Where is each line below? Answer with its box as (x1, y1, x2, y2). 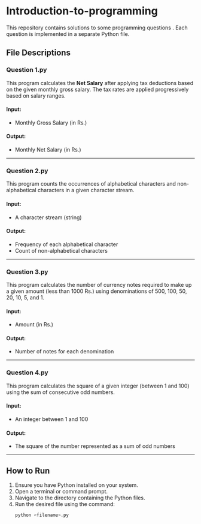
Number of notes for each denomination (14, 348, 114, 355)
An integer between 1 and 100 (14, 415, 89, 423)
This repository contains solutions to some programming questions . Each (6, 24, 188, 31)
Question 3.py (6, 268, 48, 276)
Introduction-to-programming (6, 4, 159, 18)
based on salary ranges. (6, 92, 66, 99)
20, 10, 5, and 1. (6, 294, 45, 301)
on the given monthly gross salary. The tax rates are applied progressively (6, 86, 189, 93)
